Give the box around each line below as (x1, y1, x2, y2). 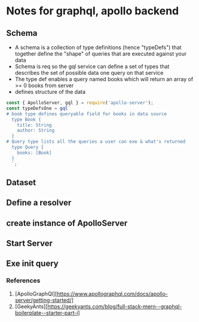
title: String (17, 122, 52, 128)
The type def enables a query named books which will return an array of (14, 76, 194, 82)
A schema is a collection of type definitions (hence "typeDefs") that (14, 44, 182, 51)
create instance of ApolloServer (6, 218, 128, 228)
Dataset (6, 177, 36, 188)
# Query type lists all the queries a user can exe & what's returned (6, 139, 186, 145)
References (6, 277, 41, 285)
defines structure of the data (14, 88, 85, 95)
